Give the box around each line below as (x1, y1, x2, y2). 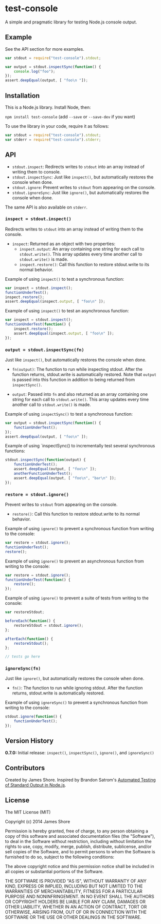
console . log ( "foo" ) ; (14, 69, 55, 74)
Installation (5, 91, 40, 100)
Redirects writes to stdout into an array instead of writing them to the (5, 226, 143, 232)
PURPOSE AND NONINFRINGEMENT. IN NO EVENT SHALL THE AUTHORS (5, 893, 155, 899)
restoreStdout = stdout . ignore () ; (14, 623, 84, 628)
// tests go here (5, 654, 40, 659)
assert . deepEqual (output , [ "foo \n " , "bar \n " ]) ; (14, 476, 117, 481)
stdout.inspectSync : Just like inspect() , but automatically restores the (12, 174, 154, 180)
